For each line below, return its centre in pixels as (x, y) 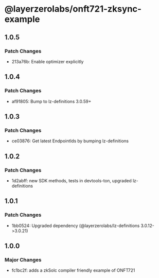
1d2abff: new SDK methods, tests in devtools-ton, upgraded (71, 180)
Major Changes (23, 260)
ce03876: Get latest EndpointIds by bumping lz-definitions (70, 141)
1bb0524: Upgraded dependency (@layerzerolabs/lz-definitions (75, 226)
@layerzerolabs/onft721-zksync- (73, 9)
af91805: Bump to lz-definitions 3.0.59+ (52, 101)
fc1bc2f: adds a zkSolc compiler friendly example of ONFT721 (73, 270)
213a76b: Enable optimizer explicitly (47, 61)
